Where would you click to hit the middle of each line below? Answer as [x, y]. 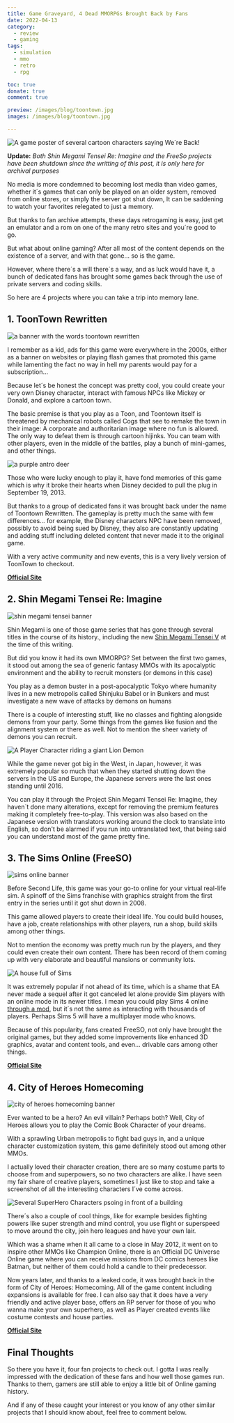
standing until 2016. [36, 786]
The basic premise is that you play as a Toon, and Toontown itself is [104, 413]
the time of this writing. [40, 644]
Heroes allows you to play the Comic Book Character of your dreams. [107, 1125]
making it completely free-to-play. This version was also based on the [107, 814]
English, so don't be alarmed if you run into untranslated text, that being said [117, 829]
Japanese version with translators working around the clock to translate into [116, 821]
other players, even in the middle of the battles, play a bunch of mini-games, [117, 443]
